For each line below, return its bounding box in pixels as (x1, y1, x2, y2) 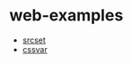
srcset (22, 35, 47, 45)
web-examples (9, 5, 124, 26)
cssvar (22, 43, 48, 54)
